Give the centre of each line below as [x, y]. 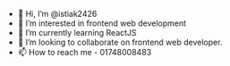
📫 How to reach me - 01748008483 [85, 52]
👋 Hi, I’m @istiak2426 [57, 14]
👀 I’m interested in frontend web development [102, 23]
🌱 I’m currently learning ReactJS [77, 33]
